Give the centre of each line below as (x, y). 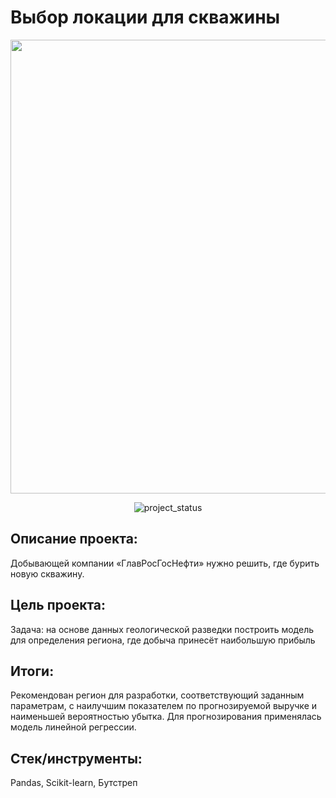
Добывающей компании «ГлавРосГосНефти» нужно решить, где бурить (165, 563)
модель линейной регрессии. (73, 727)
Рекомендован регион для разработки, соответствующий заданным (157, 695)
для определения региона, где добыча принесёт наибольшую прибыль (163, 640)
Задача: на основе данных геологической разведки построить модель (162, 629)
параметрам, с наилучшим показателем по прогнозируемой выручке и (164, 706)
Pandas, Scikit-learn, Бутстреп (74, 783)
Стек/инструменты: (76, 758)
